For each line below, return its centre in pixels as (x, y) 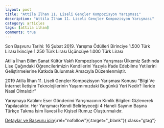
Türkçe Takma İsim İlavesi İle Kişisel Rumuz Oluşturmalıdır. (64, 111)
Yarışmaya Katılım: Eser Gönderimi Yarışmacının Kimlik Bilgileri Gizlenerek (79, 100)
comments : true (21, 32)
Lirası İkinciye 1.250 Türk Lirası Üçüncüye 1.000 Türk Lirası (64, 51)
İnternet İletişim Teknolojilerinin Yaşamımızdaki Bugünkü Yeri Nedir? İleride (80, 86)
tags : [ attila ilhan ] (27, 28)
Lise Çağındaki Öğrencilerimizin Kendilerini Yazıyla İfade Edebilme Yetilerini (81, 66)
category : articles (25, 23)
